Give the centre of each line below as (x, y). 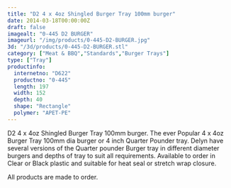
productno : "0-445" (43, 80)
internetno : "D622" (43, 73)
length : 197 (32, 87)
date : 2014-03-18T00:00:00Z (49, 21)
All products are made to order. (53, 177)
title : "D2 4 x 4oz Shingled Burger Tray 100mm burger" (91, 14)
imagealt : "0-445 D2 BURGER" (50, 34)
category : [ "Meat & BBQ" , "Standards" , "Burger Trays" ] (89, 54)
